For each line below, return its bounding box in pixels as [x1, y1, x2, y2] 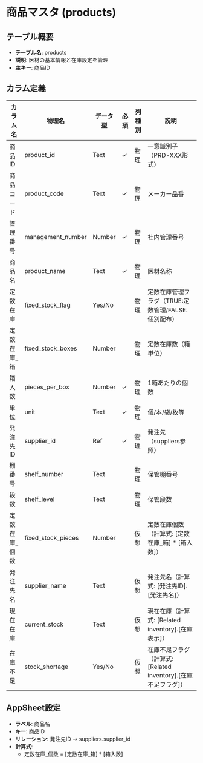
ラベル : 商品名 [14, 720, 50, 727]
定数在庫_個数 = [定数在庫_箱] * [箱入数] [24, 750, 123, 758]
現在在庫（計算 [147, 607, 190, 615]
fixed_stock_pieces [24, 533, 79, 542]
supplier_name [24, 581, 66, 590]
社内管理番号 [147, 233, 184, 241]
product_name [24, 266, 66, 275]
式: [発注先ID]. [147, 582, 188, 590]
